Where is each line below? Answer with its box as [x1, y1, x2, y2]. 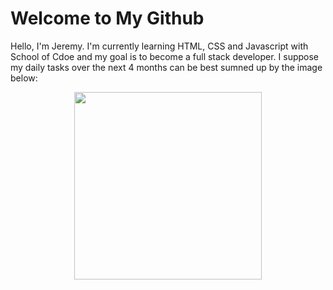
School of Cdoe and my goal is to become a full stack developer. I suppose [10, 50, 320, 62]
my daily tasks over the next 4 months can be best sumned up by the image [10, 61, 323, 73]
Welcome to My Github [10, 7, 205, 30]
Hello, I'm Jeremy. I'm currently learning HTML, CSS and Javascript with [10, 40, 309, 52]
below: [10, 72, 38, 84]
